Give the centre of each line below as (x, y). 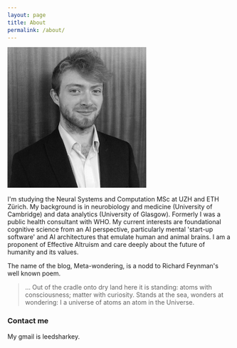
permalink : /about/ (36, 30)
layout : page (27, 15)
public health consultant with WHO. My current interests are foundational (115, 222)
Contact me (28, 321)
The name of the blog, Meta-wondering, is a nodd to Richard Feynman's (113, 266)
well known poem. (34, 273)
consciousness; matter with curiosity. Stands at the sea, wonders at (124, 295)
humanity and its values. (43, 252)
